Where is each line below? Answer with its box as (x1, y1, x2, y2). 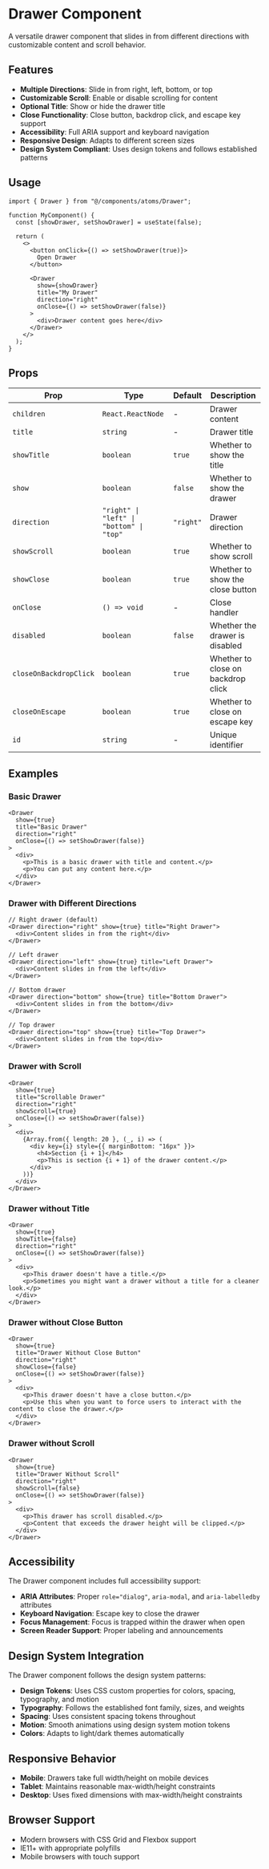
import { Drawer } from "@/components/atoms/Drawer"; (8, 197, 192, 205)
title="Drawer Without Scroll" (15, 1470, 120, 1478)
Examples (8, 767, 58, 780)
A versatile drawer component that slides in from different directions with (8, 31, 250, 41)
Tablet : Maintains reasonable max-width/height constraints (19, 1782, 216, 1791)
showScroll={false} (15, 1484, 81, 1492)
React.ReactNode (102, 410, 164, 419)
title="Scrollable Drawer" (15, 1093, 106, 1101)
